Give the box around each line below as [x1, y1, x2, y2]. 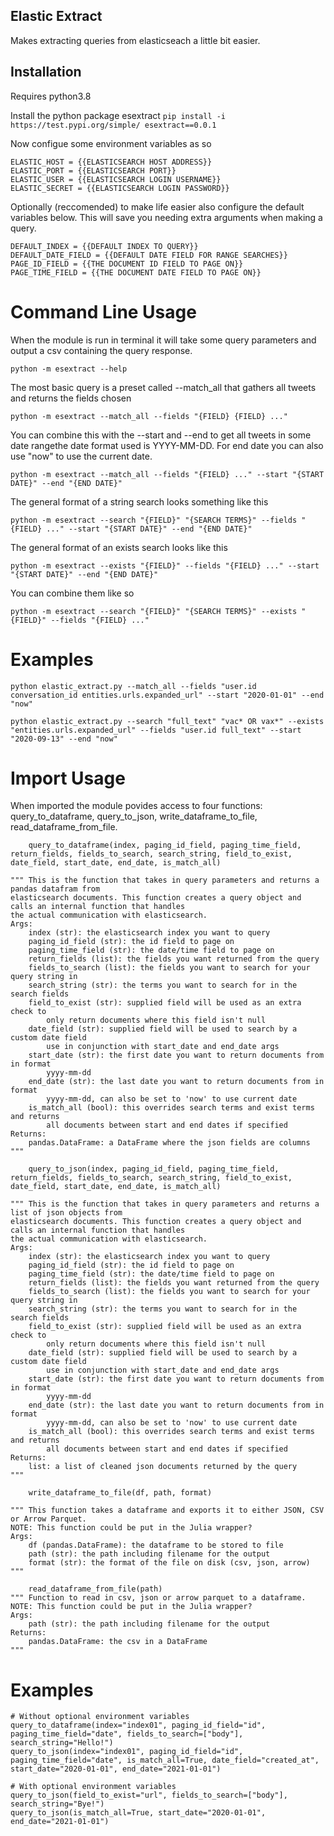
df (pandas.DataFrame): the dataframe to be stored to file [28, 1540, 284, 1551]
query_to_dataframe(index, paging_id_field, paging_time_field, [28, 840, 302, 851]
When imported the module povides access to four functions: [10, 800, 263, 812]
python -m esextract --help [10, 364, 128, 374]
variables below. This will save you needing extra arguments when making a [10, 211, 323, 223]
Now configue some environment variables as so [10, 137, 212, 149]
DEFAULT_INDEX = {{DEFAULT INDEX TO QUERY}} [10, 241, 199, 251]
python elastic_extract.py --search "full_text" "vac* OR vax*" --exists [10, 716, 325, 726]
